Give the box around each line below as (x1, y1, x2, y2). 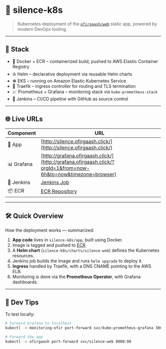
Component (7, 129, 36, 136)
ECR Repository (41, 188, 78, 195)
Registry (12, 63, 30, 69)
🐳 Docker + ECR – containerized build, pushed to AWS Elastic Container (12, 58, 159, 64)
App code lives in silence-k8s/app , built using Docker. (12, 237, 123, 243)
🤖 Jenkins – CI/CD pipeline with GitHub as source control (12, 96, 128, 102)
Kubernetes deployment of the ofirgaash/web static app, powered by (17, 21, 157, 27)
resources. (12, 253, 35, 259)
